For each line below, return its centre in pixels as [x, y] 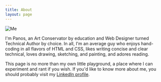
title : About [19, 10]
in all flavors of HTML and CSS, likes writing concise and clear [84, 49]
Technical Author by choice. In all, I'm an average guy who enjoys [73, 43]
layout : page [19, 14]
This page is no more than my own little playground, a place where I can [79, 64]
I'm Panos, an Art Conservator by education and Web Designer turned [77, 38]
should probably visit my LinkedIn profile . [47, 74]
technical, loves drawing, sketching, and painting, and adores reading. [77, 54]
